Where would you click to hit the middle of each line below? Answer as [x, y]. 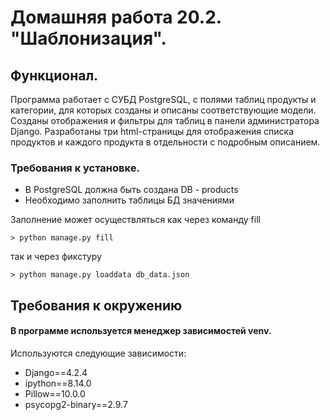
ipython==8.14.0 [58, 383]
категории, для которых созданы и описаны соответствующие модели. [163, 110]
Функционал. [54, 75]
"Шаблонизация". [88, 38]
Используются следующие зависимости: [98, 353]
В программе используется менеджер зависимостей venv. [141, 331]
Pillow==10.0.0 [55, 393]
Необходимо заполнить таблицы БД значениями [129, 200]
